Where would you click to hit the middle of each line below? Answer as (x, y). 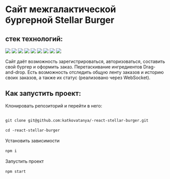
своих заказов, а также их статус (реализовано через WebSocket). (78, 78)
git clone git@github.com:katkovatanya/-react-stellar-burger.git (77, 120)
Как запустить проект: (43, 94)
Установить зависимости (32, 140)
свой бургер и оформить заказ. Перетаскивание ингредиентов (74, 67)
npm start (16, 171)
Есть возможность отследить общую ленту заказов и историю (95, 72)
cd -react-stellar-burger (32, 130)
